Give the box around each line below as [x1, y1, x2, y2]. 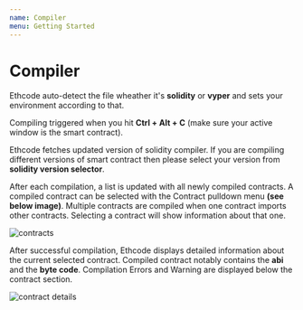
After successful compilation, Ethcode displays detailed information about [9, 245, 285, 256]
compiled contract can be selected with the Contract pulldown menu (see [9, 191, 285, 202]
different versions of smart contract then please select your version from [9, 155, 280, 165]
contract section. [9, 274, 73, 285]
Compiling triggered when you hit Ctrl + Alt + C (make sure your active [9, 117, 273, 128]
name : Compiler [9, 13, 67, 23]
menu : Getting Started [9, 22, 95, 31]
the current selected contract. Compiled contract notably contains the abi [9, 255, 284, 266]
